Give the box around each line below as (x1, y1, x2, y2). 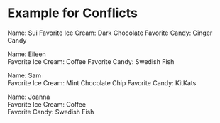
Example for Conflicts (7, 5, 138, 21)
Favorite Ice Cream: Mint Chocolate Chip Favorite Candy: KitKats (7, 78, 197, 87)
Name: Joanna (7, 92, 50, 101)
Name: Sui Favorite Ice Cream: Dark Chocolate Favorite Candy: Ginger (7, 28, 213, 37)
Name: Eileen (7, 50, 46, 58)
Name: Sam (7, 71, 41, 80)
